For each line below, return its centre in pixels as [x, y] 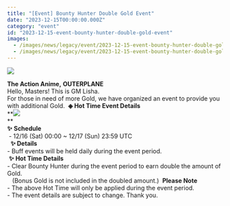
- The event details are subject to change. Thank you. [83, 195]
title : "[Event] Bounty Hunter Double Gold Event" [81, 13]
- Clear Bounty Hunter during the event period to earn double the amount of [114, 166]
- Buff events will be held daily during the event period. [85, 151]
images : [18, 39]
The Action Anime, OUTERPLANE [55, 83]
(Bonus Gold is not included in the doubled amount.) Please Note [105, 180]
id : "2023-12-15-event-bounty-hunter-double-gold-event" [90, 33]
